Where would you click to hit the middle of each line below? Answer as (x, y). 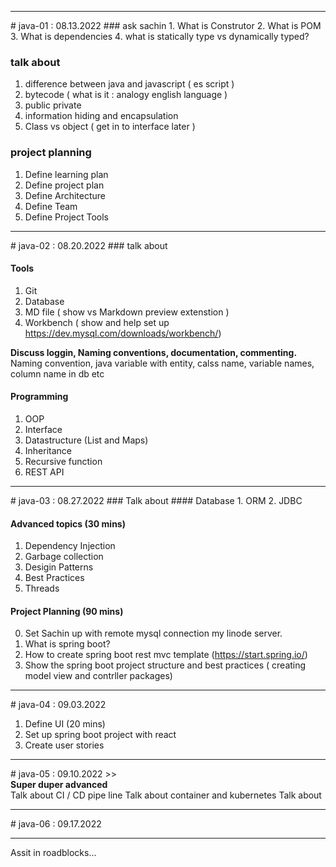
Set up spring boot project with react (100, 735)
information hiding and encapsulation (101, 116)
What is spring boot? (67, 644)
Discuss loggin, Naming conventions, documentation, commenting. (153, 352)
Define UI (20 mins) (65, 724)
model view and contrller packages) (98, 676)
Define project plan (64, 185)
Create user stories (64, 745)
